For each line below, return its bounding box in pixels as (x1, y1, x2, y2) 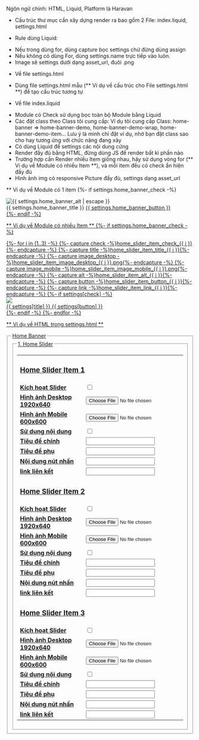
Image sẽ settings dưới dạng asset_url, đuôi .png (14, 59, 134, 66)
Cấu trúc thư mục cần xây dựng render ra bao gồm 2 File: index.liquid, (14, 17, 188, 23)
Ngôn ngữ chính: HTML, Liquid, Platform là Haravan (6, 5, 133, 12)
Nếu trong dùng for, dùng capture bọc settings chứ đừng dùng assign (14, 46, 186, 53)
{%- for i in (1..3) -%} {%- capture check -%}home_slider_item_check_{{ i (6, 240, 186, 247)
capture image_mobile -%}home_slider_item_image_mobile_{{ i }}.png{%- (6, 265, 188, 272)
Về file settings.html (14, 70, 64, 77)
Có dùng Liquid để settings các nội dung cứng (14, 143, 129, 150)
